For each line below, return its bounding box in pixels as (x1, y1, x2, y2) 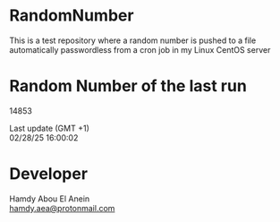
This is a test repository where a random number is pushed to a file (9, 35, 257, 46)
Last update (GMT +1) (9, 123, 89, 133)
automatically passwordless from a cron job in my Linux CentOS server (9, 44, 271, 55)
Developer (9, 164, 88, 184)
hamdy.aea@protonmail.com (9, 202, 115, 213)
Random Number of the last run (9, 76, 248, 97)
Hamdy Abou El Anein (9, 193, 90, 204)
